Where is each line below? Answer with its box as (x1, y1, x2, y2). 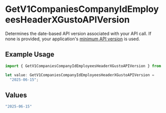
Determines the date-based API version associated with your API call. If (5, 30, 152, 36)
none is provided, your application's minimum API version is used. (5, 36, 140, 42)
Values (5, 91, 27, 99)
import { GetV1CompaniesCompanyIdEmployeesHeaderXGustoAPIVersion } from (5, 63, 162, 68)
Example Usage (5, 50, 55, 59)
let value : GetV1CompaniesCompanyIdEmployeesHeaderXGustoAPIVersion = (5, 72, 155, 78)
